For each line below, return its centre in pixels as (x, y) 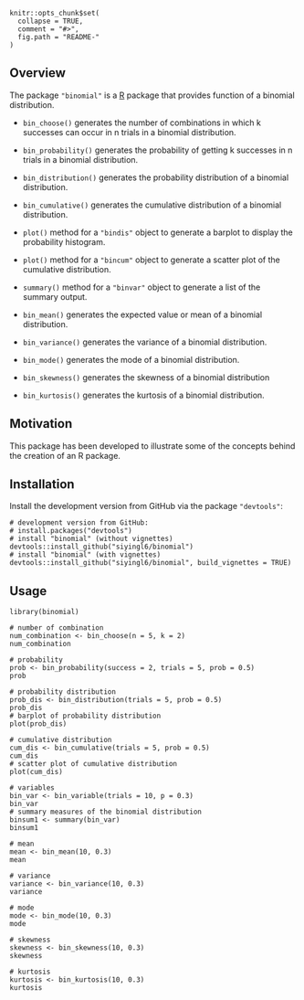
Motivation (41, 424)
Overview (38, 73)
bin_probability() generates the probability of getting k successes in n (157, 150)
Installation (42, 484)
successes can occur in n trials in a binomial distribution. (129, 132)
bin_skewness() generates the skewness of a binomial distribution (146, 377)
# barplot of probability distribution (85, 716)
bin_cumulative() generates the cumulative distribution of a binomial (152, 205)
